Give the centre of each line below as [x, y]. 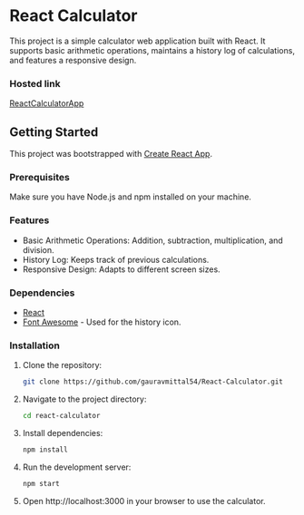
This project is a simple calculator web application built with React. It [137, 41]
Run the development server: [77, 467]
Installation [35, 345]
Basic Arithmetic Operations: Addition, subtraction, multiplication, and [152, 240]
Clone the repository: [62, 365]
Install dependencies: [63, 432]
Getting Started [54, 132]
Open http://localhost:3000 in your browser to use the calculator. [144, 500]
